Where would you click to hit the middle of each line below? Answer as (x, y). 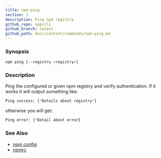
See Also (17, 133)
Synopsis (17, 51)
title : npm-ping (22, 10)
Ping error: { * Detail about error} (43, 120)
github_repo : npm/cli (28, 24)
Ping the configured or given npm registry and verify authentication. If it (81, 86)
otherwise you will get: (29, 111)
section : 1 (17, 15)
